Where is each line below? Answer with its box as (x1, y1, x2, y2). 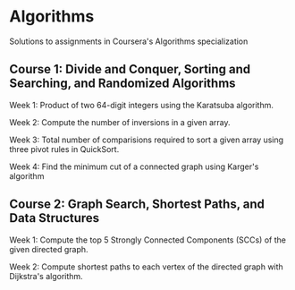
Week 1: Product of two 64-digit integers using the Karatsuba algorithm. (9, 99, 274, 110)
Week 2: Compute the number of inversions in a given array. (9, 116, 231, 127)
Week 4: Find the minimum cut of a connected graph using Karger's (9, 161, 259, 172)
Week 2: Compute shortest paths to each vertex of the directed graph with (9, 261, 283, 272)
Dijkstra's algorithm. (9, 270, 83, 281)
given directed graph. (9, 243, 88, 254)
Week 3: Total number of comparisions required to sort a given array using (9, 134, 284, 145)
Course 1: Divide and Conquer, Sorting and (9, 62, 251, 77)
